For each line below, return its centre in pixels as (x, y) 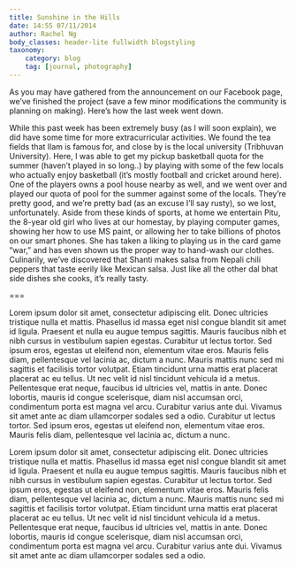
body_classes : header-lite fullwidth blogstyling (102, 42)
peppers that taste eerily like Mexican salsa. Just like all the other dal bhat (144, 269)
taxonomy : (27, 50)
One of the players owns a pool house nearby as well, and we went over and (148, 184)
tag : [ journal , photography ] (79, 67)
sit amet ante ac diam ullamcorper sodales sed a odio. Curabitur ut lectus (142, 416)
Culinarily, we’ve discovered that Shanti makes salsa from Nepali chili (135, 259)
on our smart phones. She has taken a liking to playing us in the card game (145, 241)
